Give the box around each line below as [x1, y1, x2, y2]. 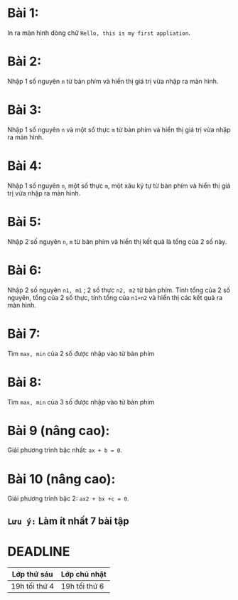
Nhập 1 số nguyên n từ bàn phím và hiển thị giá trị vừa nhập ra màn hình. [7, 77, 219, 85]
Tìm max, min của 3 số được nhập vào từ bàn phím [7, 397, 155, 406]
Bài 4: [7, 158, 43, 173]
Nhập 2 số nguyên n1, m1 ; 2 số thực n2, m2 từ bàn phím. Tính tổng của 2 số [7, 286, 231, 294]
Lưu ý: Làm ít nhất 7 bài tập [7, 515, 129, 527]
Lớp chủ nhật [60, 569, 107, 579]
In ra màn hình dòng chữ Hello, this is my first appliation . [7, 28, 190, 37]
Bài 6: [7, 262, 42, 278]
